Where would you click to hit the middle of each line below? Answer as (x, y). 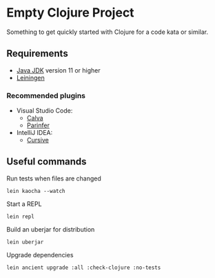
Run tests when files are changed (54, 178)
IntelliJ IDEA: (34, 133)
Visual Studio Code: (44, 111)
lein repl (21, 216)
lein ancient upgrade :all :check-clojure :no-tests (84, 268)
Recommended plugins (46, 95)
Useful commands (47, 161)
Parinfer (38, 125)
